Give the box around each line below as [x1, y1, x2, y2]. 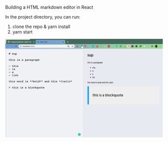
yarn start [12, 29, 33, 34]
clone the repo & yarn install [12, 23, 70, 29]
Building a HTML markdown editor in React [5, 4, 93, 10]
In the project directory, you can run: [5, 14, 80, 19]
